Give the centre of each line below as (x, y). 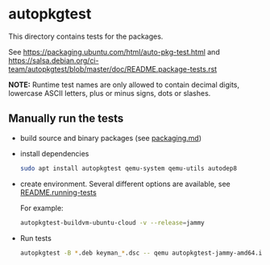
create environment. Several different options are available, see (125, 184)
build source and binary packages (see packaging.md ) (111, 138)
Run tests (36, 238)
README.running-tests (58, 192)
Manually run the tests (66, 119)
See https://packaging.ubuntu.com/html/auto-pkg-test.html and (114, 52)
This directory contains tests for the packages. (86, 36)
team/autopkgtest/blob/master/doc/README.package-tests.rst (113, 68)
